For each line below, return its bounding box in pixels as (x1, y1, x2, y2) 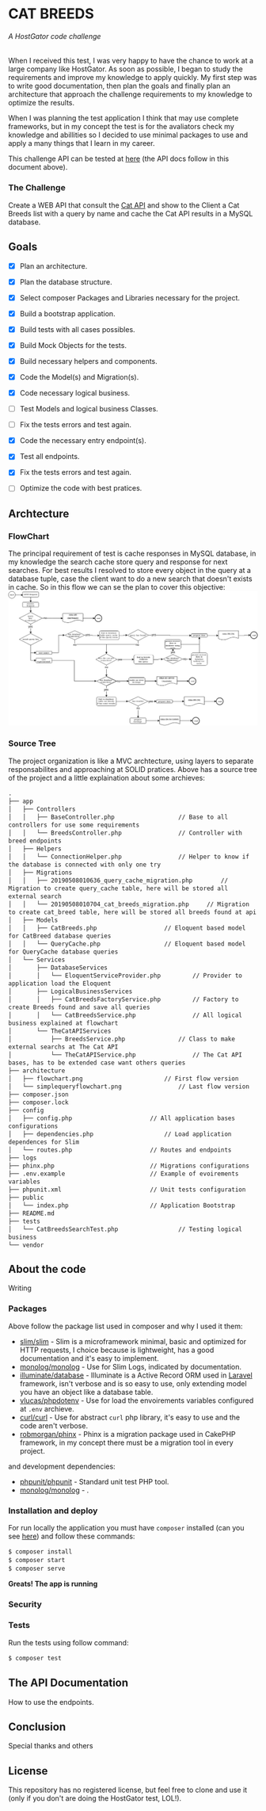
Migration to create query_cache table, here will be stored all (8, 884, 228, 892)
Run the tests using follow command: (8, 1637, 129, 1647)
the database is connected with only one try (8, 861, 161, 869)
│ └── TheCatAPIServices (8, 1027, 112, 1035)
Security (8, 1599, 42, 1610)
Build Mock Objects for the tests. (19, 340, 127, 350)
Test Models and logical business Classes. (19, 404, 158, 414)
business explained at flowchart (8, 1019, 119, 1027)
